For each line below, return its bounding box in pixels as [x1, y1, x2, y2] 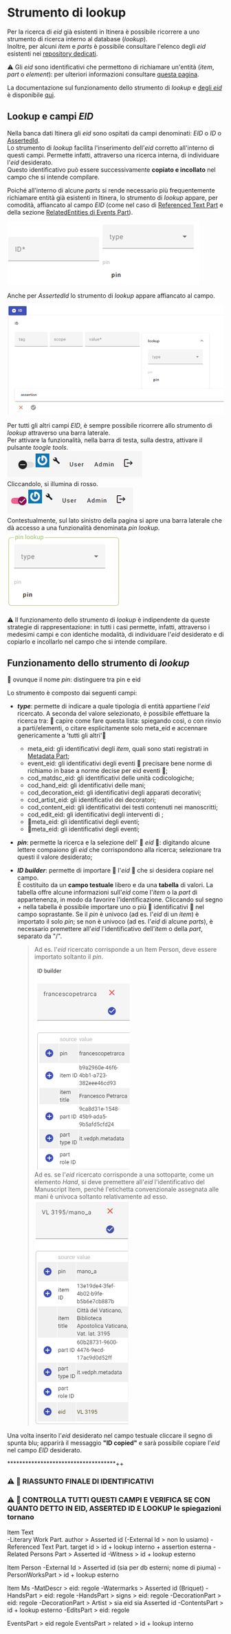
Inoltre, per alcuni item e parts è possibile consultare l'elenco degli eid [7, 42, 206, 50]
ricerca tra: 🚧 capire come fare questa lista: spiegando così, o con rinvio [16, 717, 221, 725]
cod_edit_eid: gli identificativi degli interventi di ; [27, 810, 164, 819]
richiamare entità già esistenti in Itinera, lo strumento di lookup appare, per [7, 193, 218, 201]
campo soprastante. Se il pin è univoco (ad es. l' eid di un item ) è [16, 910, 199, 919]
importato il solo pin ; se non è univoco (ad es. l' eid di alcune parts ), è [16, 917, 213, 926]
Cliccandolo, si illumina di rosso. [7, 479, 98, 488]
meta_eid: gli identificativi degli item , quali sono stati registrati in [27, 745, 209, 753]
